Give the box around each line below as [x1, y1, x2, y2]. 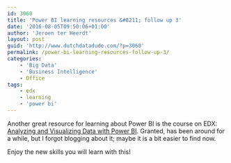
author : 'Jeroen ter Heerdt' [7, 29, 92, 37]
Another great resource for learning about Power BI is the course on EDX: [7, 119, 218, 128]
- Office [19, 74, 45, 82]
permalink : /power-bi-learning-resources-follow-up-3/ [7, 49, 170, 56]
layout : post [7, 36, 45, 43]
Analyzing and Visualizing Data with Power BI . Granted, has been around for [7, 126, 225, 135]
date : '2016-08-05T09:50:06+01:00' [7, 23, 111, 30]
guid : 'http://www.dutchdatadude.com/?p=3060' [7, 42, 145, 49]
